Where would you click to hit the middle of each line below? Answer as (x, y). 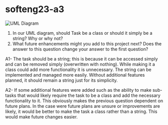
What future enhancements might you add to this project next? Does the (87, 43)
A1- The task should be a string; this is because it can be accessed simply (81, 58)
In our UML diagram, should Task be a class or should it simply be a (82, 33)
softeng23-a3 (35, 9)
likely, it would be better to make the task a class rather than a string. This (81, 111)
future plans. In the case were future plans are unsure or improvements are (83, 106)
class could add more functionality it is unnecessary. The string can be (78, 70)
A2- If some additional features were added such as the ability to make (78, 90)
